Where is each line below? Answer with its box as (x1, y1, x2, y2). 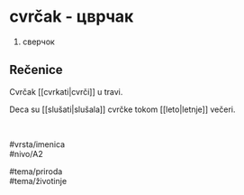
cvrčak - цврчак (9, 6, 134, 27)
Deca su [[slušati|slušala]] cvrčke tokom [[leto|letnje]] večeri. (9, 104, 236, 115)
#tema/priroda (9, 165, 63, 177)
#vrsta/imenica (9, 138, 66, 150)
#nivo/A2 (9, 148, 43, 159)
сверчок (22, 36, 56, 47)
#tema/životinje (9, 175, 68, 186)
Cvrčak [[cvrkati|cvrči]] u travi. (9, 86, 123, 97)
